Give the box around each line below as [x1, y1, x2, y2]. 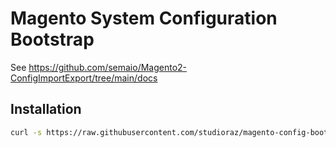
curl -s [10, 127, 43, 137]
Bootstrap [10, 28, 95, 51]
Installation [10, 101, 82, 118]
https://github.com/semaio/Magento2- [28, 61, 188, 73]
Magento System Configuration [10, 7, 278, 30]
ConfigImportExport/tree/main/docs [10, 72, 158, 84]
